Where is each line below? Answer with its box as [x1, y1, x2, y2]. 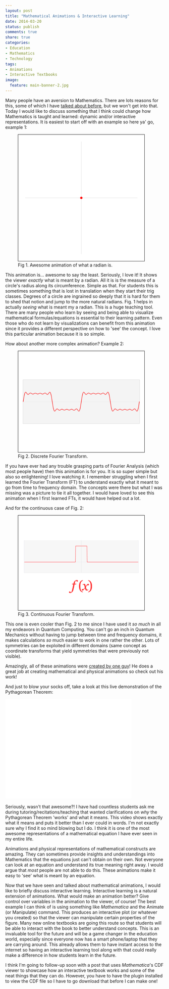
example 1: [5, 124, 28, 130]
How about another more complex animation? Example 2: [5, 340, 125, 346]
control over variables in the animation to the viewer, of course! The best [5, 898, 156, 905]
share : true [5, 35, 30, 40]
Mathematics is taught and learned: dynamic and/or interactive [5, 113, 136, 119]
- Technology [5, 56, 33, 61]
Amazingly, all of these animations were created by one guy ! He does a [5, 663, 153, 669]
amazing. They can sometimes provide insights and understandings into [5, 851, 155, 857]
